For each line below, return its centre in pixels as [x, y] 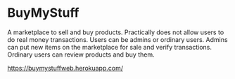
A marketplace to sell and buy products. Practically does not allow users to [116, 32]
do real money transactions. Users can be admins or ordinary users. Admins [118, 39]
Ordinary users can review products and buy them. [81, 55]
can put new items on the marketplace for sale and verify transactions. [110, 47]
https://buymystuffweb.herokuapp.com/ [65, 68]
